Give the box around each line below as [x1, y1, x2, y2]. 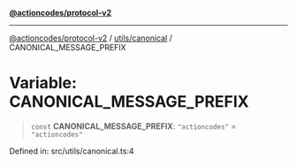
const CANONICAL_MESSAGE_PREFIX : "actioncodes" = [30, 121, 237, 131]
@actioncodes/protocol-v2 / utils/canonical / [9, 33, 172, 43]
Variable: [9, 73, 78, 93]
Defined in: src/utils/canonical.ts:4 [9, 145, 134, 156]
